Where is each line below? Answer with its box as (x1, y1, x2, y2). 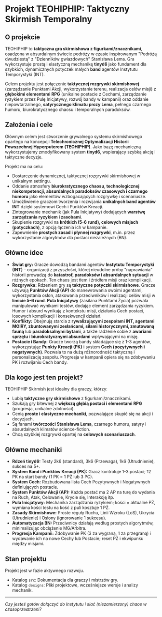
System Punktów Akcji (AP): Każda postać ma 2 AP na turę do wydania (12, 489, 155, 495)
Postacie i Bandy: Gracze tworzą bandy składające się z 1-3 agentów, (12, 339, 151, 344)
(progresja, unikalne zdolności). (12, 406, 75, 412)
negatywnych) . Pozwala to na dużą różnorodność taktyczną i (12, 349, 135, 355)
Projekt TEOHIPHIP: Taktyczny (5, 3, 130, 15)
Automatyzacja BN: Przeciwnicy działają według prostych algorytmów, (12, 520, 154, 526)
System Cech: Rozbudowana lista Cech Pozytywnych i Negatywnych (12, 479, 150, 485)
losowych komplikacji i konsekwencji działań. (12, 313, 102, 319)
